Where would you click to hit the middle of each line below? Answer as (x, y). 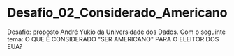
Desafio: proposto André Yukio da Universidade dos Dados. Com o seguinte (116, 32)
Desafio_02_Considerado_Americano (117, 13)
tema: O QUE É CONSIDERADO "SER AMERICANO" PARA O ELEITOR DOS (113, 39)
